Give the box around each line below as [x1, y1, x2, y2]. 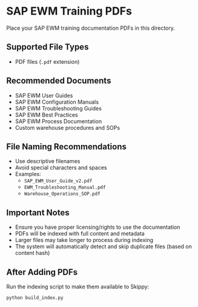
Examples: [15, 170, 41, 178]
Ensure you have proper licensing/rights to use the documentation [15, 223, 180, 231]
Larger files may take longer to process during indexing [15, 237, 153, 244]
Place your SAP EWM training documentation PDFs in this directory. [6, 24, 176, 32]
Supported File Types [6, 42, 89, 52]
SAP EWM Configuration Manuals [15, 98, 99, 106]
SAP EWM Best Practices [15, 111, 78, 118]
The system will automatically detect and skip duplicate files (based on [15, 243, 193, 250]
